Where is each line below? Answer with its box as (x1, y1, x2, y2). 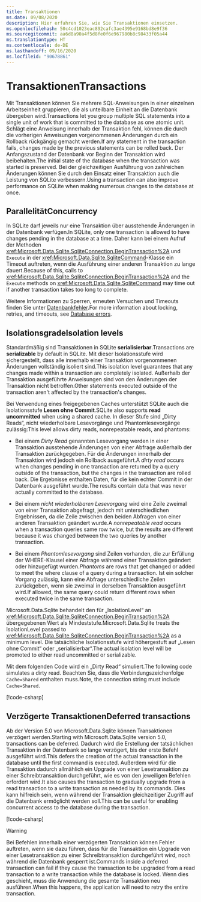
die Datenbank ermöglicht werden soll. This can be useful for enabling (6, 797, 178, 805)
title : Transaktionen (6, 8, 61, 15)
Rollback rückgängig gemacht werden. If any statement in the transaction (6, 138, 186, 145)
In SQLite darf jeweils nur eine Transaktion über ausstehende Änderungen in (6, 222, 195, 229)
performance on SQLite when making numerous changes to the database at (6, 182, 194, 189)
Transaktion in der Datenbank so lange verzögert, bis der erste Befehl (6, 746, 179, 753)
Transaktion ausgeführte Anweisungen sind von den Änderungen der (6, 376, 177, 383)
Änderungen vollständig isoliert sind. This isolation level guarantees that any (6, 363, 193, 370)
